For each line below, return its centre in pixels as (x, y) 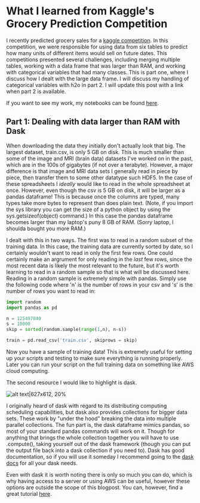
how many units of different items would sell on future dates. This (87, 53)
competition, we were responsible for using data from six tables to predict (97, 47)
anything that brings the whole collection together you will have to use (93, 438)
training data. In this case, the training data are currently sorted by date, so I (100, 246)
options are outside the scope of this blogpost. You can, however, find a (95, 487)
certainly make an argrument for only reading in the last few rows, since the (99, 259)
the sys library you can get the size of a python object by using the (88, 209)
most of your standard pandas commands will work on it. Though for (90, 431)
